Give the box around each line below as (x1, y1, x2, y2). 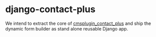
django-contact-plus (5, 4, 96, 15)
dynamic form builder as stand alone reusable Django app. (5, 25, 128, 31)
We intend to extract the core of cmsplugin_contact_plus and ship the (5, 20, 151, 26)
